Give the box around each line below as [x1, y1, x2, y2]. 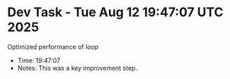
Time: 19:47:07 [17, 56, 61, 64]
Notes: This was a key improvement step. [17, 63, 138, 72]
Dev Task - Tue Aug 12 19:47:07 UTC [7, 4, 224, 20]
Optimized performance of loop [7, 42, 98, 51]
